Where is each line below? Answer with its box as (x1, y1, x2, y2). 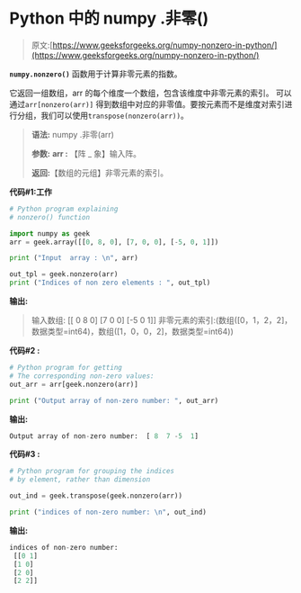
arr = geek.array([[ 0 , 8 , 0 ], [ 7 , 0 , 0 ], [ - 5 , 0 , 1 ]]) (9, 238, 219, 247)
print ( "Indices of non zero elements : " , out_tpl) (9, 278, 211, 288)
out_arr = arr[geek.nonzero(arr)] (9, 380, 139, 389)
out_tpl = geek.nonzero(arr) (9, 270, 119, 279)
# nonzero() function (9, 212, 91, 221)
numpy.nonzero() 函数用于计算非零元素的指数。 (9, 68, 182, 79)
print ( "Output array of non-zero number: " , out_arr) (9, 396, 219, 405)
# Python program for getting (9, 364, 123, 373)
